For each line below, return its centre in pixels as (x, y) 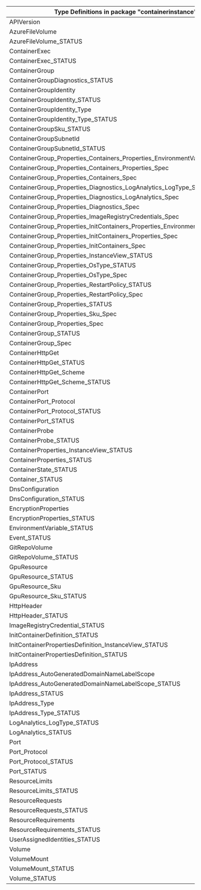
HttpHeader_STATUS (39, 615)
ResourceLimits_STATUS (44, 791)
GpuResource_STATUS (41, 576)
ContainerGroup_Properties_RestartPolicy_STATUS (80, 285)
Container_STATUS (36, 479)
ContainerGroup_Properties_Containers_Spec (73, 178)
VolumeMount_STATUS (42, 869)
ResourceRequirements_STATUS (55, 830)
